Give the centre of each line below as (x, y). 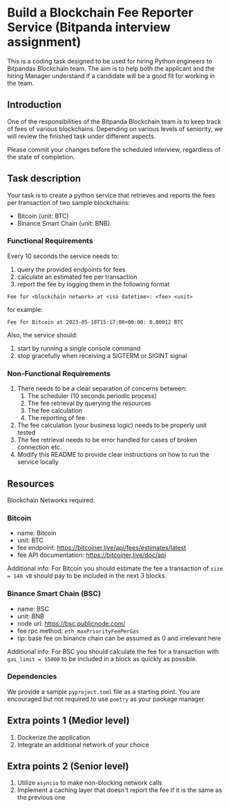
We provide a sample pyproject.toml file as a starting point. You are (104, 691)
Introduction (35, 105)
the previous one (41, 798)
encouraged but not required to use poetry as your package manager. (106, 699)
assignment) (44, 42)
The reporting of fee (56, 418)
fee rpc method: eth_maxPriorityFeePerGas (78, 631)
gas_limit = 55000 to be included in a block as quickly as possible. (102, 659)
